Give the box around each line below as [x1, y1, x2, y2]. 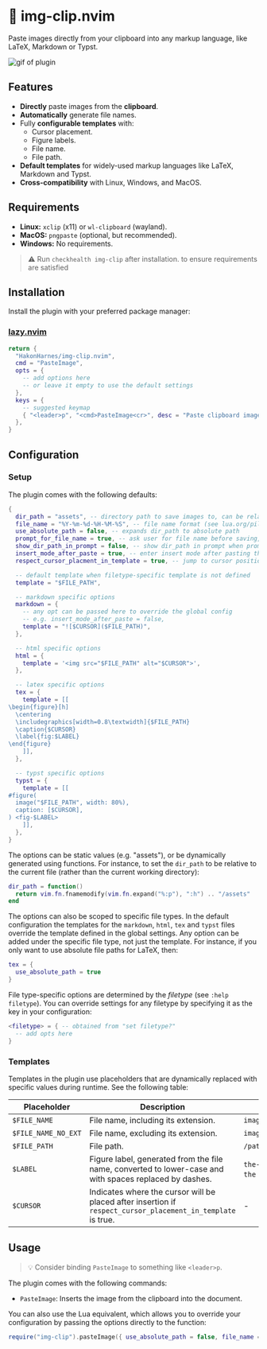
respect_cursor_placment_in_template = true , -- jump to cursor [15, 557, 233, 565]
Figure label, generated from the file [89, 1153, 223, 1164]
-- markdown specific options [15, 593, 115, 601]
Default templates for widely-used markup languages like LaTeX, [19, 161, 234, 170]
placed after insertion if [89, 1196, 176, 1207]
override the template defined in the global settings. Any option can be [8, 928, 240, 938]
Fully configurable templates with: [19, 119, 134, 128]
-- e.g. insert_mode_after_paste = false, [22, 616, 165, 624]
